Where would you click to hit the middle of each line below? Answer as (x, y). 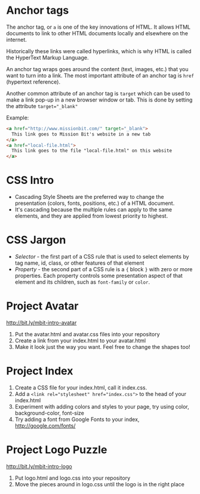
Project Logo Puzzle (57, 450)
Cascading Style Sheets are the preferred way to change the (89, 197)
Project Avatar (42, 306)
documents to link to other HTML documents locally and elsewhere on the (97, 33)
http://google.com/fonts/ (45, 425)
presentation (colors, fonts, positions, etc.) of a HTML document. (95, 203)
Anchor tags (38, 10)
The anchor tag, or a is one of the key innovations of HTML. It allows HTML (99, 27)
